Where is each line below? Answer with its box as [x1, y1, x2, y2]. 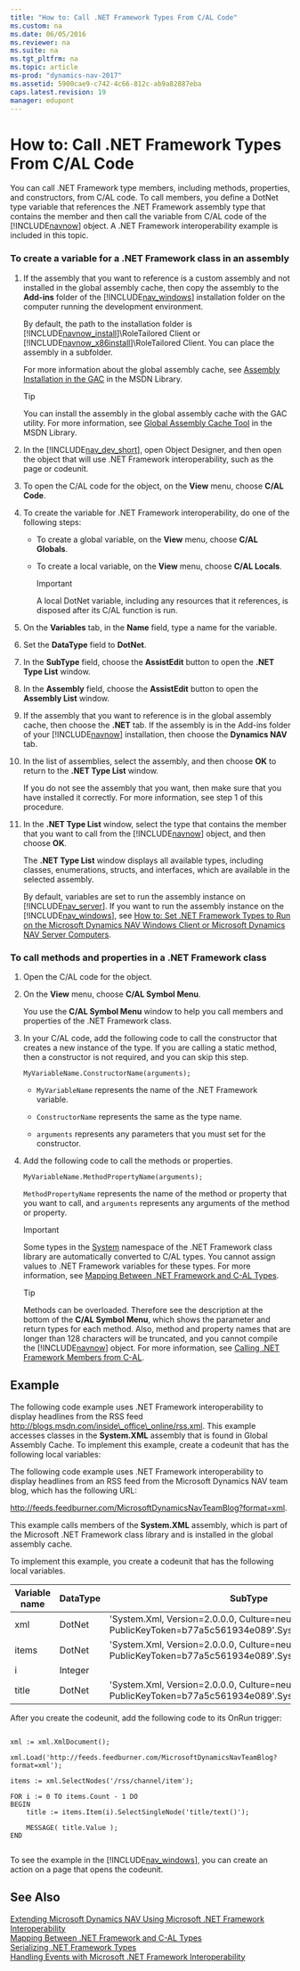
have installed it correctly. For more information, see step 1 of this [22, 792, 264, 802]
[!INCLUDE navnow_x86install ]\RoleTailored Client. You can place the [22, 337, 275, 348]
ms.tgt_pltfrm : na [10, 54, 78, 63]
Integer [59, 1663, 90, 1676]
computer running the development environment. [22, 300, 204, 312]
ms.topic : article [10, 63, 78, 72]
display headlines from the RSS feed [10, 1410, 143, 1422]
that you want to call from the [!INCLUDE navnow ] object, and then [22, 828, 266, 839]
